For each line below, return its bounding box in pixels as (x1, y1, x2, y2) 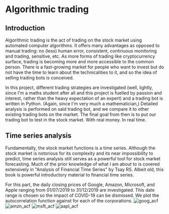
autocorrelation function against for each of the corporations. (5, 197, 133, 203)
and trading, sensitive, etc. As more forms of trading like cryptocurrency (5, 53, 155, 59)
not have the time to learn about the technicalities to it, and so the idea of (5, 69, 157, 75)
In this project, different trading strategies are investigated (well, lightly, (5, 84, 153, 91)
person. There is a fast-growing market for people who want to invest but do (5, 64, 164, 70)
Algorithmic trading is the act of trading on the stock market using (5, 37, 142, 43)
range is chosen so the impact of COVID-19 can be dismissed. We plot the (5, 192, 159, 198)
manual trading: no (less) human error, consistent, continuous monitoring (5, 48, 157, 54)
